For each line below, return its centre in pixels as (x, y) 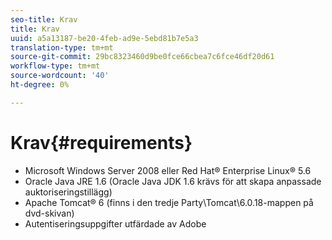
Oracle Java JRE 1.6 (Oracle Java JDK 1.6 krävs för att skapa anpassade (173, 181)
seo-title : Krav (44, 19)
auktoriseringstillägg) (68, 192)
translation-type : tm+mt (62, 47)
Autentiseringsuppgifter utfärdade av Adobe (115, 223)
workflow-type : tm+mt (55, 66)
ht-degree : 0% (40, 85)
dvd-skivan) (49, 213)
